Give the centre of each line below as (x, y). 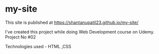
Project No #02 (20, 37)
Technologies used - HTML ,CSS (38, 46)
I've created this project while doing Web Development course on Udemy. (80, 32)
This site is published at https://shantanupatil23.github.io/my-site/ (72, 22)
